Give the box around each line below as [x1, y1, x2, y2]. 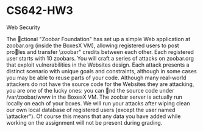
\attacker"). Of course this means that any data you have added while [6, 113, 181, 120]
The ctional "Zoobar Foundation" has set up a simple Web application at [6, 35, 191, 42]
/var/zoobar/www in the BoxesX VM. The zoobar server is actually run [6, 93, 183, 101]
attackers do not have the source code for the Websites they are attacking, [6, 80, 194, 88]
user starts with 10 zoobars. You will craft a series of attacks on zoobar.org [6, 54, 194, 62]
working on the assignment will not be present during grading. [6, 119, 163, 126]
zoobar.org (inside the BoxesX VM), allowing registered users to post [6, 42, 179, 49]
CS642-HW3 [6, 4, 73, 18]
